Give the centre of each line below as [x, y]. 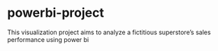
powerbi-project [56, 13]
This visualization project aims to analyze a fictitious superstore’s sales [109, 32]
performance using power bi [48, 39]
